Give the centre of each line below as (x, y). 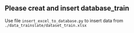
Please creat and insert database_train (67, 8)
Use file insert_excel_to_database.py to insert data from (64, 20)
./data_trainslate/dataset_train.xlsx (46, 25)
